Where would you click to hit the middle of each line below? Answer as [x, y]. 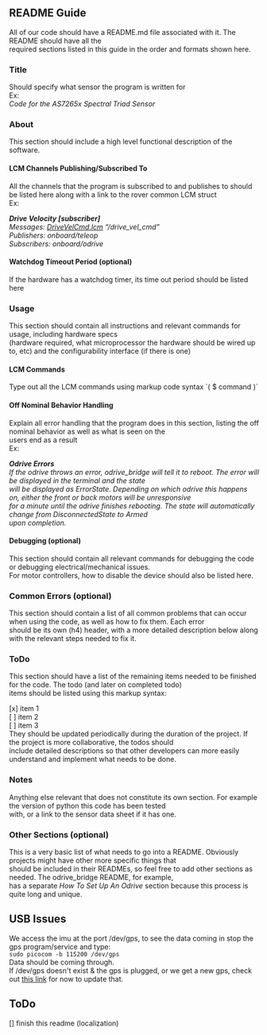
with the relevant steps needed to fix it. [73, 639]
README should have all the [55, 41]
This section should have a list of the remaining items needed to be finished [133, 676]
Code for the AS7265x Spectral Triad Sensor [82, 104]
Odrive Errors [32, 463]
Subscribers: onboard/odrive [56, 243]
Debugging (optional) [45, 541]
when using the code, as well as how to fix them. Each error [107, 622]
